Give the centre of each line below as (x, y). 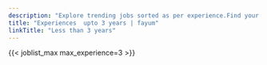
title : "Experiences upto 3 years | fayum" (84, 23)
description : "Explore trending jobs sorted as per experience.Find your (134, 15)
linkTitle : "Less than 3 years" (62, 30)
